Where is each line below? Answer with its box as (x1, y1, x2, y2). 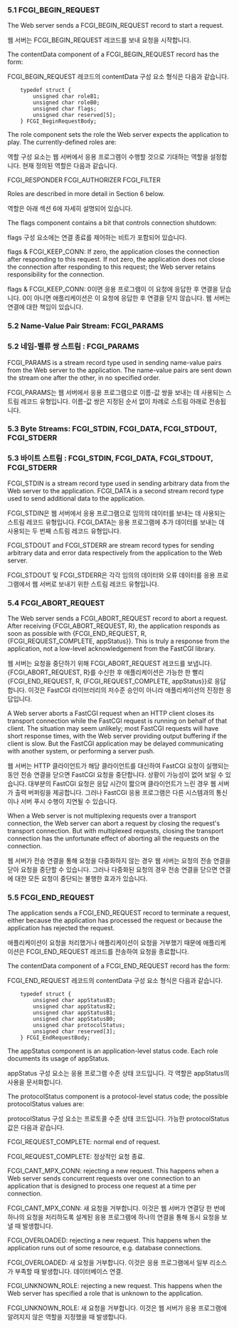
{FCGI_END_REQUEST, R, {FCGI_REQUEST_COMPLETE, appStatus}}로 (7, 677, 213, 686)
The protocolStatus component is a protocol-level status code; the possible (7, 1092, 229, 1101)
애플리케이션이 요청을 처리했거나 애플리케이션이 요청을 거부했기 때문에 (7, 939, 201, 947)
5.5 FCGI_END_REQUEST (7, 892, 95, 902)
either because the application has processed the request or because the (7, 916, 223, 925)
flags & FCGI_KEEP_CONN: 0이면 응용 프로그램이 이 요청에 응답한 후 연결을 (7, 285, 218, 294)
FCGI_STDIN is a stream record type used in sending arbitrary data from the (7, 479, 230, 488)
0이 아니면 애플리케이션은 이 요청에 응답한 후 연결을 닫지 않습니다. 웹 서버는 (22, 294, 231, 302)
